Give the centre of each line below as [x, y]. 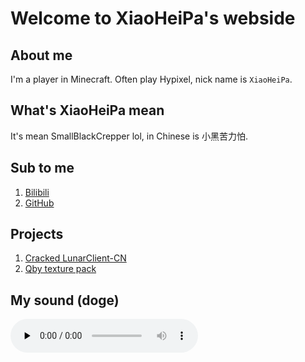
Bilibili [37, 192]
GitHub [39, 203]
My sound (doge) [65, 300]
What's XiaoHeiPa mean [87, 110]
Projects [37, 234]
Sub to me [42, 168]
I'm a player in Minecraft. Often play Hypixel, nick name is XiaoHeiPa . [151, 79]
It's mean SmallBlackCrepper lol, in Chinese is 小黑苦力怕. [129, 136]
